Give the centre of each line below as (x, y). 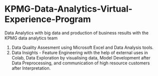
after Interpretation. (31, 68)
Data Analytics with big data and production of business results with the (77, 33)
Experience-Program (48, 19)
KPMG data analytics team (31, 38)
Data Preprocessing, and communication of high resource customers (81, 63)
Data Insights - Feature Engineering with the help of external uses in (80, 53)
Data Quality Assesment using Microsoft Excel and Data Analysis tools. (82, 47)
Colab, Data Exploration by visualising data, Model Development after (81, 57)
